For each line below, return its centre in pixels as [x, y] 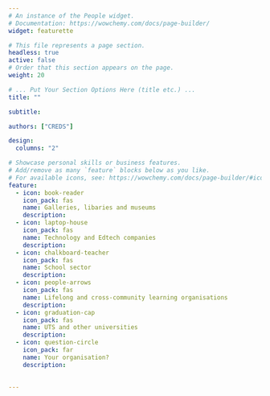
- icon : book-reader [50, 193]
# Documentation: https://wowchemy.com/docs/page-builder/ [109, 23]
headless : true [34, 53]
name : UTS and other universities [80, 328]
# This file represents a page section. [77, 45]
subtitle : [25, 112]
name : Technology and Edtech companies [90, 237]
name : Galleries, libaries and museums [90, 208]
